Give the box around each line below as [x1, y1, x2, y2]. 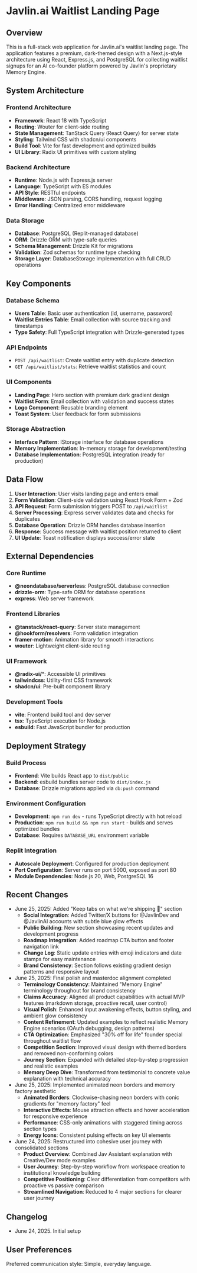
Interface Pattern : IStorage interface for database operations [14, 438, 164, 445]
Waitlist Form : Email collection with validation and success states [14, 398, 174, 405]
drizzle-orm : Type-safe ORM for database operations [14, 589, 146, 596]
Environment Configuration [6, 799, 86, 807]
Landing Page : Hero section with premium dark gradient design [14, 391, 170, 398]
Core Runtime [6, 569, 47, 577]
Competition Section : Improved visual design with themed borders [23, 1043, 187, 1051]
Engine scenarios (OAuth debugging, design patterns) [23, 1025, 155, 1032]
